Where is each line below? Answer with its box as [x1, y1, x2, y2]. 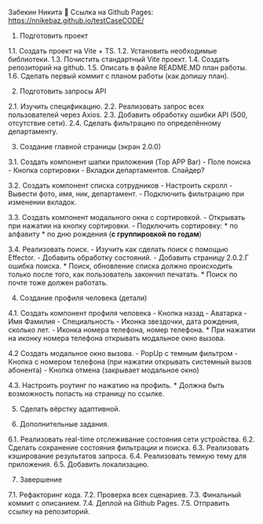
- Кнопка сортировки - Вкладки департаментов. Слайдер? [8, 166, 206, 174]
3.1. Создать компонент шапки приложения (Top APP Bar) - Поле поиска [8, 157, 251, 167]
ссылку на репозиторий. [8, 507, 90, 516]
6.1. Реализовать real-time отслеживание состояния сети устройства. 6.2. [8, 434, 255, 444]
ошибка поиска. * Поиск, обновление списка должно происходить [8, 262, 233, 270]
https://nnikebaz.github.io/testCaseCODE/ [8, 16, 144, 25]
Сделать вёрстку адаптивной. [19, 405, 121, 413]
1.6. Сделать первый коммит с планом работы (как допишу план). [8, 71, 229, 80]
